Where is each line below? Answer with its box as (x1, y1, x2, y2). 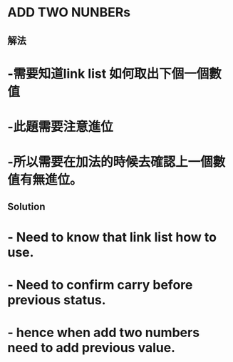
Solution (7, 200, 46, 212)
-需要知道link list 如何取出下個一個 (7, 66, 209, 82)
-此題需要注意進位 (7, 118, 114, 135)
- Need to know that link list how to (7, 229, 217, 245)
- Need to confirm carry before (7, 276, 193, 293)
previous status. (7, 291, 106, 308)
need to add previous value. (7, 340, 176, 356)
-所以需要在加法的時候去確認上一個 (7, 154, 214, 170)
